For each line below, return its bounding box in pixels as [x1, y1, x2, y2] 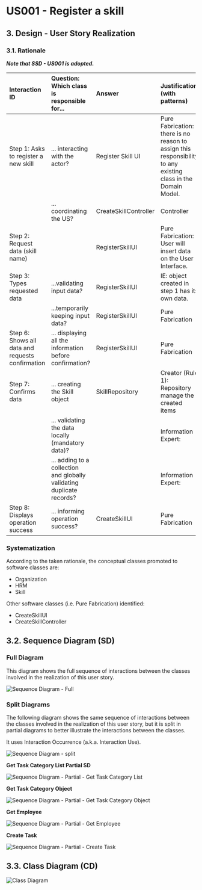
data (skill [9, 247, 37, 255]
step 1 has [160, 286, 191, 295]
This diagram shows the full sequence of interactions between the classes [6, 667, 191, 675]
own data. [160, 294, 188, 302]
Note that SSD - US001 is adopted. [6, 60, 94, 67]
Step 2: [9, 232, 30, 240]
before [50, 351, 70, 359]
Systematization [6, 543, 55, 552]
